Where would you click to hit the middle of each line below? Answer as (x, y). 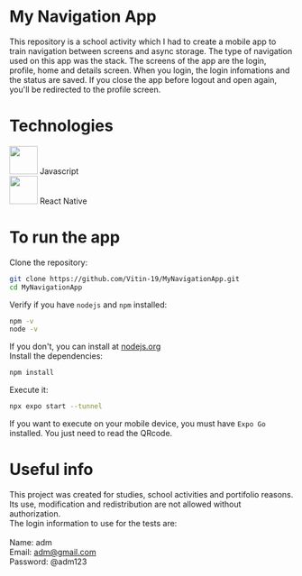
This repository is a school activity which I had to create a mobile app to (143, 41)
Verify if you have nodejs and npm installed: (88, 305)
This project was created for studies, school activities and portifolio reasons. (151, 494)
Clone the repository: (49, 262)
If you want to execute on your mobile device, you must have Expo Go (137, 424)
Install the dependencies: (56, 356)
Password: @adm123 (48, 562)
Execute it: (29, 390)
